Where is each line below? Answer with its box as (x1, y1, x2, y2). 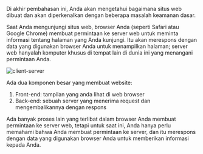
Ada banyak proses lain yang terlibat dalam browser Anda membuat (6, 115, 176, 122)
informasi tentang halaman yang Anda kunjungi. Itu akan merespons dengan (6, 36, 198, 43)
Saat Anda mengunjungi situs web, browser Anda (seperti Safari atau (6, 24, 179, 30)
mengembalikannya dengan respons (15, 104, 107, 111)
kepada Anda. (6, 141, 41, 148)
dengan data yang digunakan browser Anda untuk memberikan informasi (6, 135, 190, 142)
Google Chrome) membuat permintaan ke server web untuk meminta (6, 30, 179, 37)
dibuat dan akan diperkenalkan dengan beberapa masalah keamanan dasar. (6, 12, 196, 19)
